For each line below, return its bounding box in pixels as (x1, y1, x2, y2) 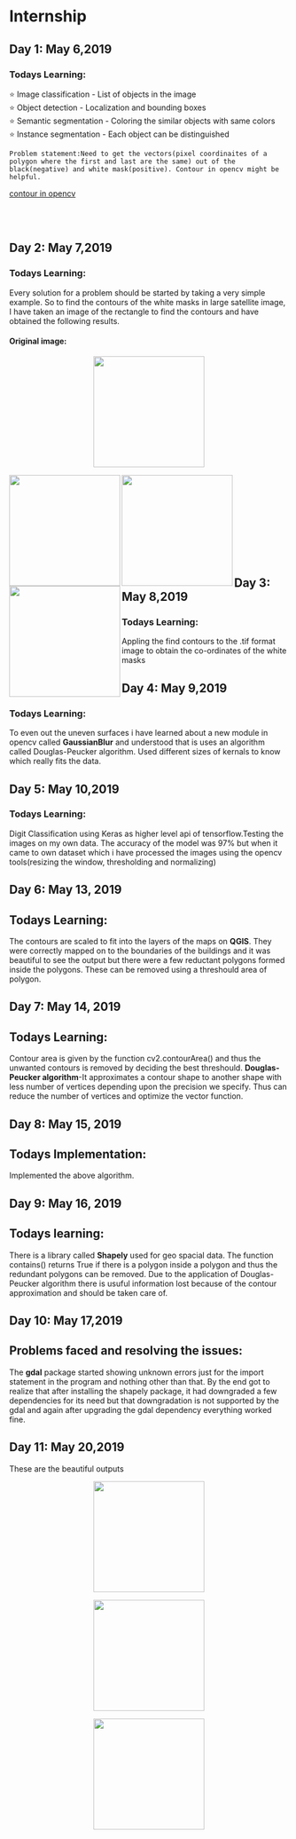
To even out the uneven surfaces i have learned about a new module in (9, 728, 269, 738)
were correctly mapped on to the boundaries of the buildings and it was (9, 945, 271, 956)
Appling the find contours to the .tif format (121, 636, 277, 647)
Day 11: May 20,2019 (9, 1440, 125, 1455)
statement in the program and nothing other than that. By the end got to (9, 1376, 270, 1386)
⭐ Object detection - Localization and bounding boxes (9, 102, 206, 113)
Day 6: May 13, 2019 (9, 882, 122, 897)
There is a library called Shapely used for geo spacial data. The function (9, 1250, 274, 1260)
